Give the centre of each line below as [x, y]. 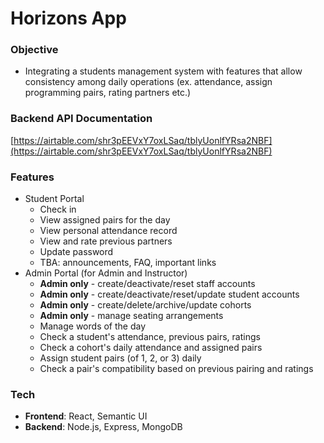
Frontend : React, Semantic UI [86, 416]
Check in [58, 209]
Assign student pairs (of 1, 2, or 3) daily [120, 358]
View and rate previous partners [106, 241]
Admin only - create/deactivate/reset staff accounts [147, 284]
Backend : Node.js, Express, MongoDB [103, 427]
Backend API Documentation [81, 119]
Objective [34, 50]
